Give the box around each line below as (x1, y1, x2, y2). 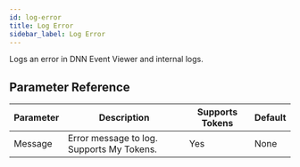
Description (98, 112, 150, 124)
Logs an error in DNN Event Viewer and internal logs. (9, 54, 204, 65)
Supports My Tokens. (67, 143, 158, 155)
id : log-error (9, 12, 62, 22)
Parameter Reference (9, 79, 131, 94)
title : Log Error (9, 21, 74, 30)
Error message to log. (67, 132, 158, 145)
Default (254, 112, 287, 124)
